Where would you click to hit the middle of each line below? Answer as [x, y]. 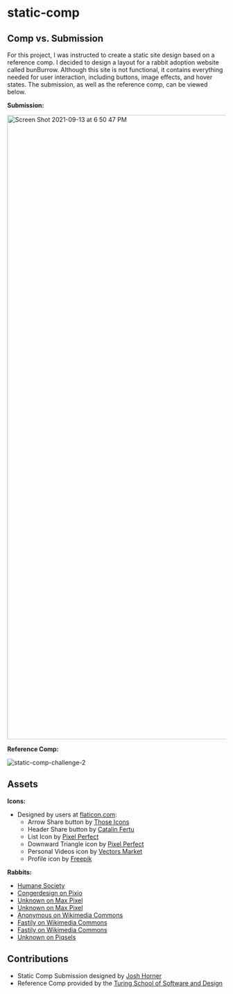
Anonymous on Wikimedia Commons [70, 915]
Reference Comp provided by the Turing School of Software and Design [120, 983]
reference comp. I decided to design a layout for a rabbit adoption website [113, 62]
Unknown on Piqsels [46, 937]
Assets [23, 784]
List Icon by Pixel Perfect [63, 837]
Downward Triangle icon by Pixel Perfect [86, 843]
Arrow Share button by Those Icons [78, 822]
